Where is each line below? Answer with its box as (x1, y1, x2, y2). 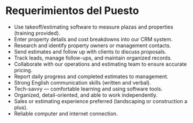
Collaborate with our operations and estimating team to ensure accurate (13, 60, 187, 68)
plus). (13, 104, 28, 111)
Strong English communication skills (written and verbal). (13, 79, 151, 86)
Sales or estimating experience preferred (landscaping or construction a (13, 97, 188, 104)
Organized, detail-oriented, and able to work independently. (13, 92, 158, 99)
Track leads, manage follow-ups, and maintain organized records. (13, 54, 173, 61)
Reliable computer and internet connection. (13, 110, 118, 117)
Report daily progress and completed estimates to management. (13, 73, 169, 80)
